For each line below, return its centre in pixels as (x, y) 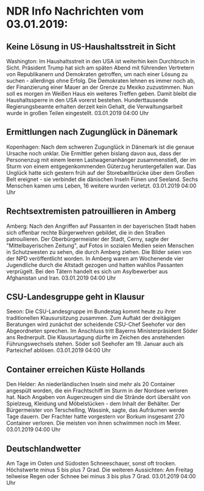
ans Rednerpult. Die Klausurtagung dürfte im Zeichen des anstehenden (95, 337)
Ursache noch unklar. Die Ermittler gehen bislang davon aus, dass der (94, 153)
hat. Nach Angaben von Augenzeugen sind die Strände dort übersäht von (98, 397)
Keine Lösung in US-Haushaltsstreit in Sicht (91, 47)
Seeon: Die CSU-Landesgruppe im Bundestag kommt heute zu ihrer (91, 311)
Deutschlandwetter (44, 449)
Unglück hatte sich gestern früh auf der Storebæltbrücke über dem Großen (100, 172)
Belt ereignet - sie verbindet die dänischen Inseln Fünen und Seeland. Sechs (102, 179)
